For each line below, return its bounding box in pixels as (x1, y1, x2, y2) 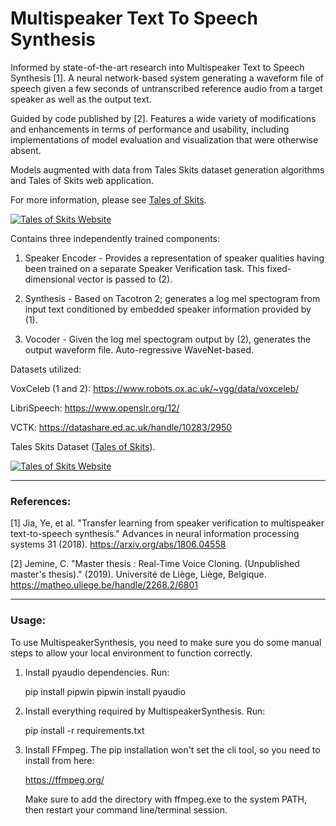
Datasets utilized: (10, 363, 82, 375)
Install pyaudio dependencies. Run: (24, 666, 170, 678)
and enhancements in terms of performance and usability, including (10, 123, 290, 135)
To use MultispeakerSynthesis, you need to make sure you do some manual (10, 636, 322, 648)
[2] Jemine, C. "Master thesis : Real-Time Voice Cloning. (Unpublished (10, 558, 300, 570)
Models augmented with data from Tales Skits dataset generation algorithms (10, 163, 325, 176)
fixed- (266, 262, 292, 274)
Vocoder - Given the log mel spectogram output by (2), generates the (24, 333, 312, 345)
